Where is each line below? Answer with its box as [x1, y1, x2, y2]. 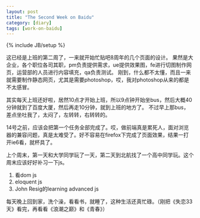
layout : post [6, 8, 39, 15]
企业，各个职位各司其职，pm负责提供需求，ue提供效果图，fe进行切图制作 [6, 61, 187, 68]
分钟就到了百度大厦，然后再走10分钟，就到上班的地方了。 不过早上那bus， [6, 104, 189, 111]
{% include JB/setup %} [6, 42, 65, 49]
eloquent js [14, 178, 43, 185]
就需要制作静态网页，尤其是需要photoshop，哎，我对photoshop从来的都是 [6, 76, 189, 83]
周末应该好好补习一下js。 [6, 159, 68, 166]
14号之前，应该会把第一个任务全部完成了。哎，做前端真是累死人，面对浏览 [6, 124, 189, 131]
